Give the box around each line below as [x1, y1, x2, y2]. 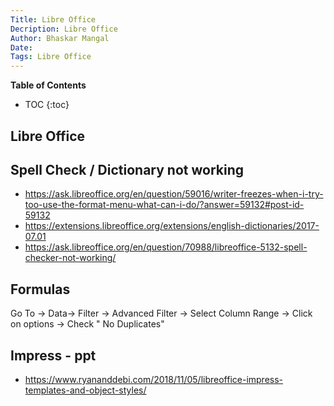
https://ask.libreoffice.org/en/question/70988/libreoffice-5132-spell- [24, 241, 308, 253]
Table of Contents [10, 79, 87, 91]
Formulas [10, 281, 71, 298]
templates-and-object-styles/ [24, 384, 147, 396]
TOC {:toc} [24, 99, 70, 111]
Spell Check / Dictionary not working [10, 161, 244, 178]
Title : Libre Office [10, 14, 97, 25]
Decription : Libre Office [10, 24, 118, 34]
